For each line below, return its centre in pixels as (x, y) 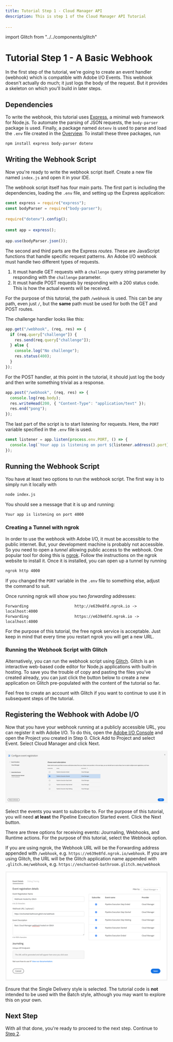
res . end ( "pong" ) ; (29, 409)
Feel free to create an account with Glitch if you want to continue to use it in (86, 693)
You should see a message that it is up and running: (60, 504)
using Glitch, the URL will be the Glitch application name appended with (81, 859)
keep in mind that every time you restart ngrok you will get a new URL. (80, 636)
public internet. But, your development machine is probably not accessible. (85, 544)
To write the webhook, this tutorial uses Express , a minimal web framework (85, 117)
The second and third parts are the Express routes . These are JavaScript (82, 251)
